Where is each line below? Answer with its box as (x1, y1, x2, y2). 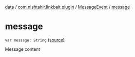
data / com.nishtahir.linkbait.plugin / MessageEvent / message (5, 4, 130, 10)
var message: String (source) (5, 37, 65, 43)
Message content (5, 46, 40, 52)
